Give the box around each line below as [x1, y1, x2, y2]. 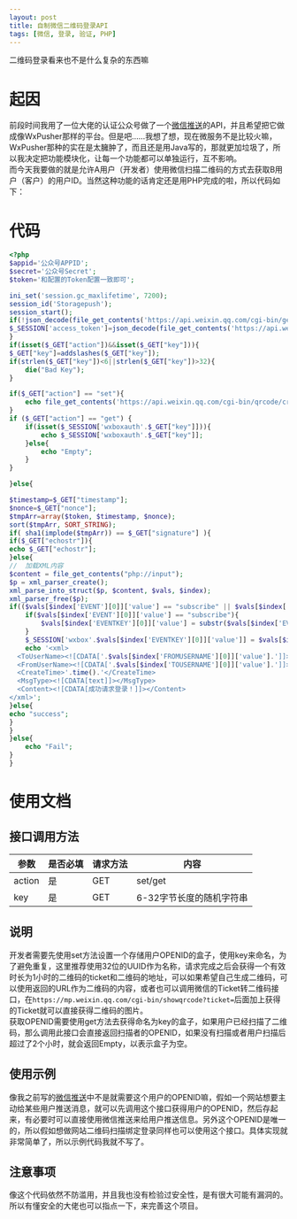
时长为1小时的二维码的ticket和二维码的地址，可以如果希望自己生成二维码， [9, 971, 280, 983]
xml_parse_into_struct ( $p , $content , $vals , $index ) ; [9, 586, 212, 595]
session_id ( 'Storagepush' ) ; [9, 299, 113, 308]
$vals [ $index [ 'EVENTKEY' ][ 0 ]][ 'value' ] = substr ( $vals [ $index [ [41, 619, 278, 629]
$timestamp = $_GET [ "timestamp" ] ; [9, 496, 128, 505]
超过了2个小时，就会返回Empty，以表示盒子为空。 [9, 1038, 193, 1049]
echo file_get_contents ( [25, 397, 117, 407]
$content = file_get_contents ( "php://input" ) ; [9, 569, 184, 578]
